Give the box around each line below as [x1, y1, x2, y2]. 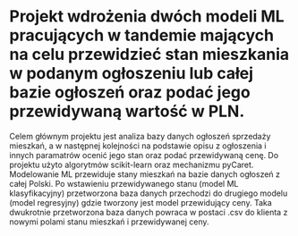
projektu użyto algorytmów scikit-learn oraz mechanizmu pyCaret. [9, 159, 254, 170]
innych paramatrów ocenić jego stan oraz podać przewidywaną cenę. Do [9, 149, 279, 160]
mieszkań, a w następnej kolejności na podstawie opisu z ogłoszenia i [9, 140, 267, 151]
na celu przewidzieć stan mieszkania [9, 45, 290, 64]
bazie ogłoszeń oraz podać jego [9, 82, 251, 103]
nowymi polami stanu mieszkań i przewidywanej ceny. [9, 216, 209, 227]
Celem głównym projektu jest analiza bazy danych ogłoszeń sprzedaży [9, 131, 271, 141]
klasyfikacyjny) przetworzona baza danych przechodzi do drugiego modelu [9, 188, 288, 198]
